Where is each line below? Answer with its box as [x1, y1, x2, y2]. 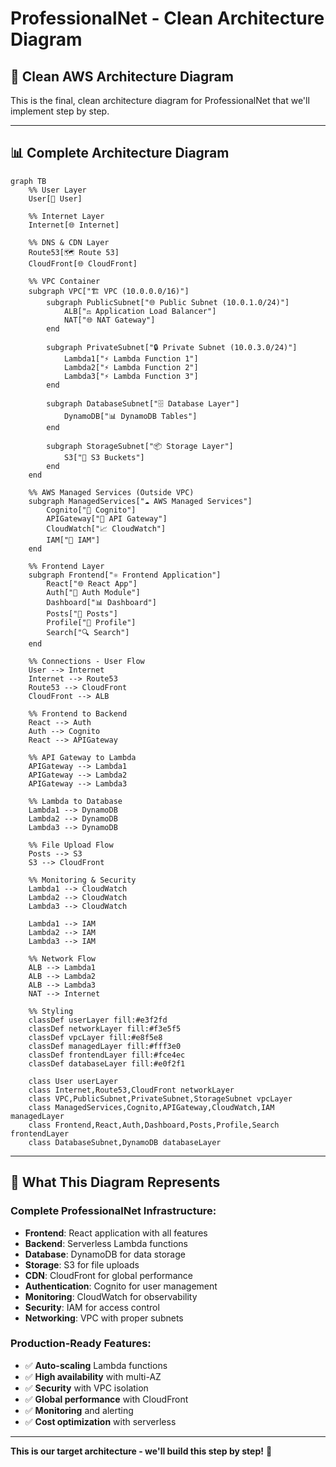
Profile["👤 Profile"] [46, 617, 137, 627]
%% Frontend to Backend [28, 708, 128, 719]
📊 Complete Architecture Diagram [10, 145, 230, 162]
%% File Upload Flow [28, 840, 114, 850]
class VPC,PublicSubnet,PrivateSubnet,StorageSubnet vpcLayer [28, 1093, 293, 1104]
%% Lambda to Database [28, 796, 123, 806]
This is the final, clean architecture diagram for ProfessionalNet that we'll [10, 95, 310, 106]
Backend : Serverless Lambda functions [24, 1237, 188, 1249]
